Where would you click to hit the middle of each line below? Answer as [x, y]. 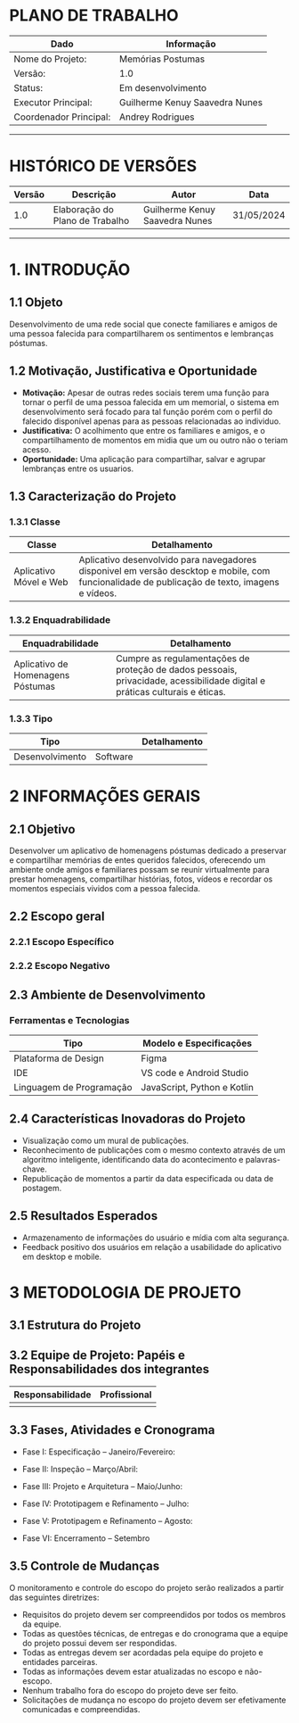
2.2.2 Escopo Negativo [60, 966]
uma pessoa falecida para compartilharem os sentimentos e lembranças [141, 333]
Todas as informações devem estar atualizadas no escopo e [132, 1671]
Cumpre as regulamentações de [183, 659]
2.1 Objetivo [42, 829]
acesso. [36, 449]
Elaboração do [83, 209]
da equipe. [42, 1624]
